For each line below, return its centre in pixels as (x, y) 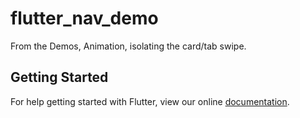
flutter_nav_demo (84, 18)
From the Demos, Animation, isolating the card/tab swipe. (128, 46)
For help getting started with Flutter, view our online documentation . (150, 101)
